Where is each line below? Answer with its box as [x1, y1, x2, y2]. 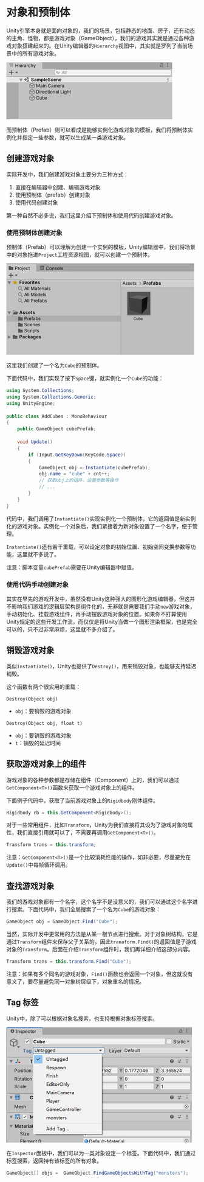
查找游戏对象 [6, 881, 55, 891]
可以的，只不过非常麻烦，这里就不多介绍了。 [6, 625, 118, 633]
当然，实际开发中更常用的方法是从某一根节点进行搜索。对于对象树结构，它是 [6, 931, 198, 938]
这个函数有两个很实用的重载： [6, 683, 81, 690]
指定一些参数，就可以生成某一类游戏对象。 [22, 133, 129, 141]
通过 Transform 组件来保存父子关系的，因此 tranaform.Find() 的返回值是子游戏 [6, 938, 197, 945]
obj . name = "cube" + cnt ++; [38, 471, 110, 477]
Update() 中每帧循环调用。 [6, 861, 71, 869]
